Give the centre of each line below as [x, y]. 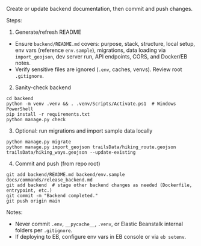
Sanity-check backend [43, 87]
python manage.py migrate [39, 142]
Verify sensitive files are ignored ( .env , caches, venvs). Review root [98, 69]
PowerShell [20, 109]
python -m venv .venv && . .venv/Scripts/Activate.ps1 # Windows [91, 104]
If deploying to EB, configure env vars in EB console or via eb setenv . [100, 237]
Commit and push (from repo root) [57, 163]
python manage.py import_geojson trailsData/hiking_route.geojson [91, 147]
